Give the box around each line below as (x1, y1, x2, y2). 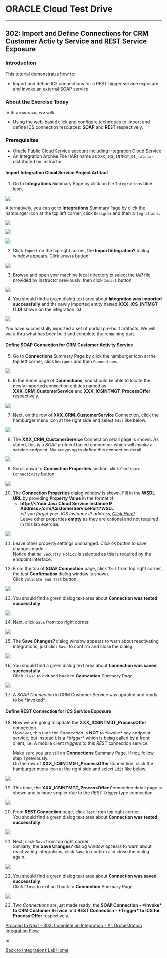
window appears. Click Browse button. (12, 253, 90, 259)
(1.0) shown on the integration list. (12, 306, 83, 313)
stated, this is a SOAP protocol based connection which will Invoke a (12, 441, 153, 447)
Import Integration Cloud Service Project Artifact (5, 169, 108, 175)
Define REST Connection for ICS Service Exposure (5, 708, 111, 714)
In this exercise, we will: (5, 109, 54, 115)
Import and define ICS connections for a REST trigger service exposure (12, 80, 159, 86)
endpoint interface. (12, 556, 52, 562)
